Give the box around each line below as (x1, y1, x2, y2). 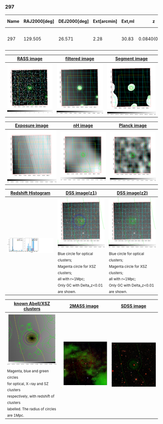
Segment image (115, 56, 148, 62)
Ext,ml (121, 18, 135, 24)
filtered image (65, 56, 95, 62)
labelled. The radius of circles (7, 406, 57, 411)
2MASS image (69, 303, 99, 309)
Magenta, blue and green (7, 369, 49, 373)
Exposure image (15, 123, 49, 128)
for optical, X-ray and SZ (7, 381, 49, 386)
